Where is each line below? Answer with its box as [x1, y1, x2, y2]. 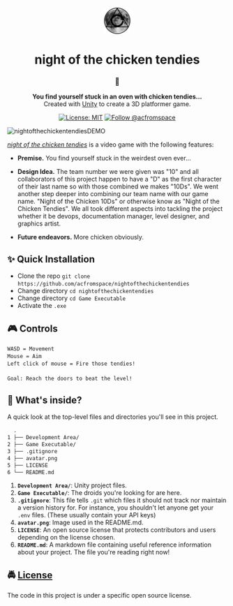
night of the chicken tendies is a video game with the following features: [7, 140, 214, 149]
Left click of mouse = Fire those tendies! [7, 360, 136, 367]
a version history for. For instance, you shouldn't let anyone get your [17, 503, 214, 512]
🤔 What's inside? [7, 394, 82, 406]
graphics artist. [17, 219, 61, 228]
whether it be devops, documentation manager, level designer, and [17, 212, 210, 221]
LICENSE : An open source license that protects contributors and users [17, 526, 216, 534]
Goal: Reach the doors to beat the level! [7, 375, 133, 382]
